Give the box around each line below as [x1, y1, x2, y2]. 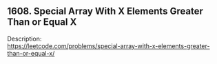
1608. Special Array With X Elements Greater [7, 6, 203, 17]
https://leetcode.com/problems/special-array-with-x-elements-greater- [7, 41, 210, 50]
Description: [7, 34, 42, 43]
